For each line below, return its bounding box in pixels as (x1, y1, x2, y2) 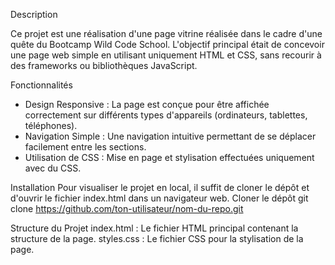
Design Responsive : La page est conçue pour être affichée (24, 99, 270, 110)
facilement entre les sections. (24, 141, 147, 153)
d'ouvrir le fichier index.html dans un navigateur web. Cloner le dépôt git (10, 192, 309, 204)
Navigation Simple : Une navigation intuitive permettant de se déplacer (24, 130, 317, 142)
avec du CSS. (24, 162, 82, 174)
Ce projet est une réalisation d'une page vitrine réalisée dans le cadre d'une (10, 28, 323, 39)
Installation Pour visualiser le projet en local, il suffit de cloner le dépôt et (10, 182, 310, 193)
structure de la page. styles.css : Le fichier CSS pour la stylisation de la (10, 233, 304, 244)
